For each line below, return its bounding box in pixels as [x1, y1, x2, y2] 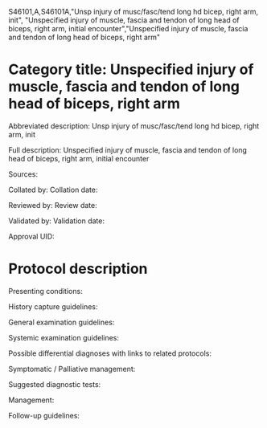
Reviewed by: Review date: [8, 200, 98, 210]
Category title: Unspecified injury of [8, 60, 254, 79]
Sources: [8, 169, 39, 179]
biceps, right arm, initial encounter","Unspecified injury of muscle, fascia [8, 24, 249, 33]
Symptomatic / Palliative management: [8, 364, 136, 373]
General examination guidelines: [8, 317, 115, 327]
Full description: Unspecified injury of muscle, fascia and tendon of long [8, 145, 248, 155]
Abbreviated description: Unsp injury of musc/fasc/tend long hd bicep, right [8, 120, 260, 131]
